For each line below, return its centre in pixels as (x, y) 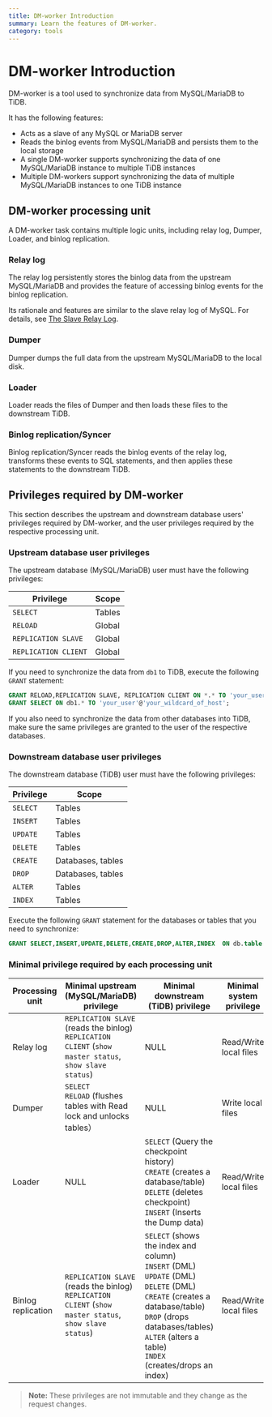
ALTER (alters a (172, 1337)
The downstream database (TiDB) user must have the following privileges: (132, 774)
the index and (170, 1245)
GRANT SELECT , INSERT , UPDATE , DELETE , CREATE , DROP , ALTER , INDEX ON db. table (136, 944)
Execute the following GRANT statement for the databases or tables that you (132, 920)
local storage (42, 151)
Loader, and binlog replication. (59, 239)
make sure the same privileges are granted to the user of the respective (128, 727)
